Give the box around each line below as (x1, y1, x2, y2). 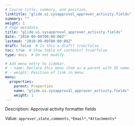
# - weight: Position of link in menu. (5, 70, 86, 75)
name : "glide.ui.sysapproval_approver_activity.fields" (14, 88, 130, 93)
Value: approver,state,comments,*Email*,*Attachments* (5, 115, 117, 122)
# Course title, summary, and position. (5, 7, 88, 12)
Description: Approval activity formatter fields (5, 106, 96, 112)
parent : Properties (14, 84, 53, 89)
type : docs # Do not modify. (5, 52, 67, 57)
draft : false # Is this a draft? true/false (5, 43, 99, 48)
